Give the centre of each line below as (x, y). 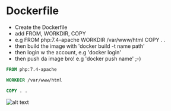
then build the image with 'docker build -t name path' (80, 46)
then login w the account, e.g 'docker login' (68, 52)
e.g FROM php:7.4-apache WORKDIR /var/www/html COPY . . (90, 40)
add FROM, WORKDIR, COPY (50, 33)
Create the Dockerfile (41, 27)
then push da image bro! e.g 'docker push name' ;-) (78, 58)
